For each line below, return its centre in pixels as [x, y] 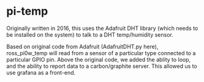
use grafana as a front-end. [41, 72]
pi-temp [27, 11]
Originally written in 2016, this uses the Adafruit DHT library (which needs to [102, 28]
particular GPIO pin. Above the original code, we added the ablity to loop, [99, 59]
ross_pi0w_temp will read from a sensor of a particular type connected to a [101, 53]
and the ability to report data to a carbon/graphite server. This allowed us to [102, 66]
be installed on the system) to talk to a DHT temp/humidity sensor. [90, 34]
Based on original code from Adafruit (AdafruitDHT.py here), [82, 47]
